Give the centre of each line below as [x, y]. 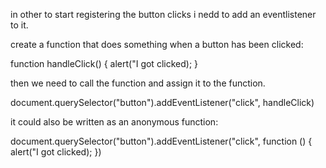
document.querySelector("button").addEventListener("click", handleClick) [162, 102]
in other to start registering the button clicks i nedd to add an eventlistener [163, 14]
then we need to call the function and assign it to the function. [138, 83]
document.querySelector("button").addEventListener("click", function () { [161, 141]
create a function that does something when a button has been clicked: [157, 44]
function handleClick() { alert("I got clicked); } [104, 63]
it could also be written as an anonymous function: [114, 122]
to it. [19, 25]
